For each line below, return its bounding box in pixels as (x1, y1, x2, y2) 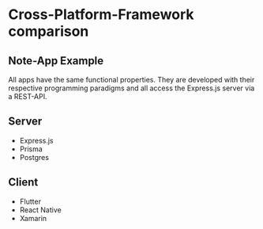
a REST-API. (8, 92, 47, 101)
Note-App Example (8, 54, 104, 67)
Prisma (19, 144, 43, 154)
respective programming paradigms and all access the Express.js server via (8, 83, 255, 93)
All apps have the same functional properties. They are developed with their (8, 75, 255, 84)
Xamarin (19, 213, 47, 223)
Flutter (19, 197, 42, 206)
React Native (19, 204, 62, 215)
